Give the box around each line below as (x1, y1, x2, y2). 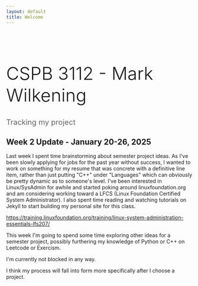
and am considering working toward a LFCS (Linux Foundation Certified (6, 190, 181, 198)
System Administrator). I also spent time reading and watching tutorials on (6, 196, 187, 203)
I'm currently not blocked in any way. (6, 256, 96, 263)
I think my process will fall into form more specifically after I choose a (6, 267, 176, 274)
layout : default (6, 8, 46, 15)
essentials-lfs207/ (6, 221, 50, 228)
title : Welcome (6, 14, 44, 20)
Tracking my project (6, 117, 76, 127)
